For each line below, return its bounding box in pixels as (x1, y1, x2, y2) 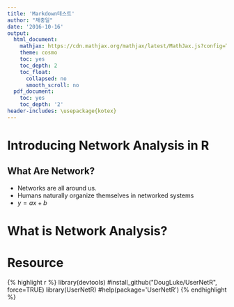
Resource (7, 255, 64, 271)
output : (7, 29, 30, 37)
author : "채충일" (7, 17, 54, 24)
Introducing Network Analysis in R (7, 137, 210, 153)
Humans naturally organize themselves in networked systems (17, 191, 194, 200)
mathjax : (19, 43, 45, 50)
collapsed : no (25, 75, 68, 82)
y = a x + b (17, 198, 47, 207)
